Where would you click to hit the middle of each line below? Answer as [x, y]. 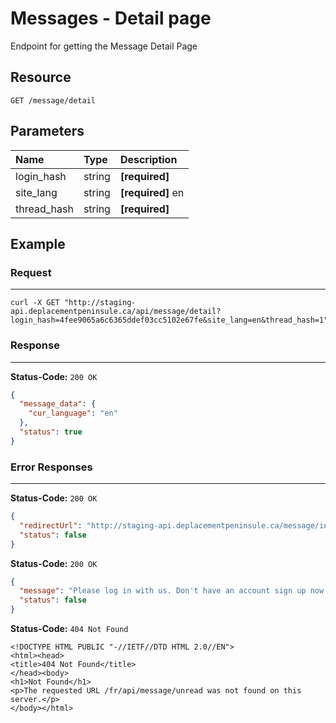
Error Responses [51, 467]
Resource [41, 77]
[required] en [152, 192]
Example [38, 243]
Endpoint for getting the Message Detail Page [104, 46]
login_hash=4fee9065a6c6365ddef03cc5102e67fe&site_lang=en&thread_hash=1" [169, 320]
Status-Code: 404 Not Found [69, 629]
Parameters [47, 131]
